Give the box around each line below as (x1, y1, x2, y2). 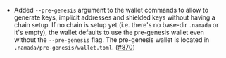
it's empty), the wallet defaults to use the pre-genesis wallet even (13, 28, 204, 36)
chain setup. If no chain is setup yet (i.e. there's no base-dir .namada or (13, 21, 219, 29)
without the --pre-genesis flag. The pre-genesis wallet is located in (13, 36, 210, 44)
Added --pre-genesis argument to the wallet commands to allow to (13, 6, 209, 14)
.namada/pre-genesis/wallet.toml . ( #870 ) (13, 43, 135, 51)
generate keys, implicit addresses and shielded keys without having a (13, 13, 216, 22)
